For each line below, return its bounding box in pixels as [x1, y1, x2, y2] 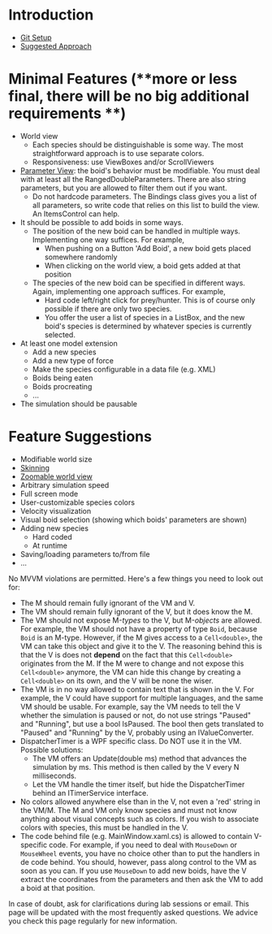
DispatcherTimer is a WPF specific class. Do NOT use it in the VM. [19, 736, 242, 745]
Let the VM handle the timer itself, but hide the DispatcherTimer [32, 779, 245, 789]
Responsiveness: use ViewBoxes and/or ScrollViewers [32, 157, 214, 167]
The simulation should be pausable [19, 398, 138, 408]
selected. [44, 329, 76, 339]
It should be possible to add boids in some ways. [19, 217, 184, 227]
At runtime [32, 541, 67, 550]
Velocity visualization [19, 506, 92, 515]
